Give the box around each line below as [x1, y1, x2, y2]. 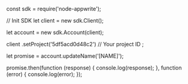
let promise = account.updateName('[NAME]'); [6, 52, 124, 60]
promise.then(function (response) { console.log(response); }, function [6, 64, 182, 71]
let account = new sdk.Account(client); [6, 29, 104, 36]
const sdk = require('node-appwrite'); [6, 5, 102, 12]
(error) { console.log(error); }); [6, 71, 82, 78]
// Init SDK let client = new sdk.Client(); [6, 17, 104, 24]
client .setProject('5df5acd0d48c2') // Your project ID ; [6, 41, 144, 47]
